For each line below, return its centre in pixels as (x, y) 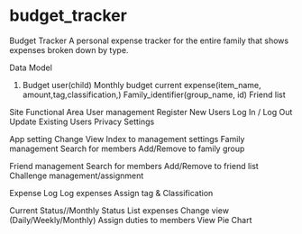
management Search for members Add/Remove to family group (127, 148)
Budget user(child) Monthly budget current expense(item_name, (142, 85)
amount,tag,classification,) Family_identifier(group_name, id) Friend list (154, 94)
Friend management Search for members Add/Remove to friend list (134, 166)
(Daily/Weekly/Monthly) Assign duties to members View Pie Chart (131, 220)
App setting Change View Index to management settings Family (127, 139)
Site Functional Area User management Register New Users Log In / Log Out (151, 112)
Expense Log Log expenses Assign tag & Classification (111, 193)
